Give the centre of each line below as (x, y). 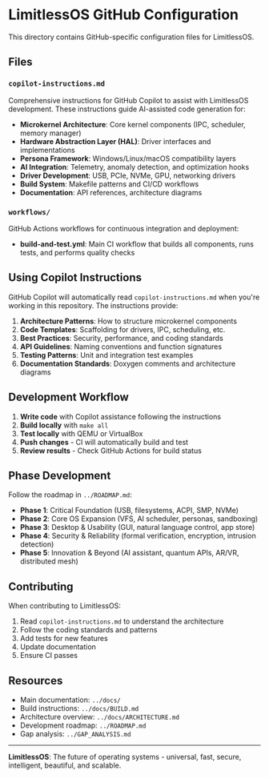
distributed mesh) (49, 561)
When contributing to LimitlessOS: (65, 606)
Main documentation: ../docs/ (70, 700)
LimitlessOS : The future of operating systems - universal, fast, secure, (125, 756)
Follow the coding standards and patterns (88, 630)
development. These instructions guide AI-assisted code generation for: (127, 109)
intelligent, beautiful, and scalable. (65, 765)
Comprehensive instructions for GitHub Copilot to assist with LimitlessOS (128, 100)
